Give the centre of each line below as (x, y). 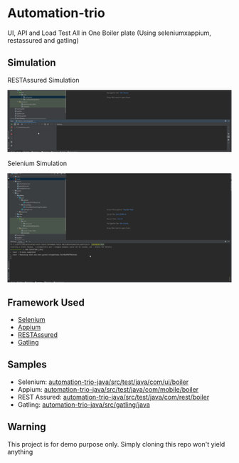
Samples (27, 365)
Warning (27, 427)
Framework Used (46, 302)
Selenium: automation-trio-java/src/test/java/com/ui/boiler (103, 382)
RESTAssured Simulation (43, 80)
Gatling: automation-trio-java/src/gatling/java (84, 405)
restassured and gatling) (43, 40)
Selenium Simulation (37, 163)
